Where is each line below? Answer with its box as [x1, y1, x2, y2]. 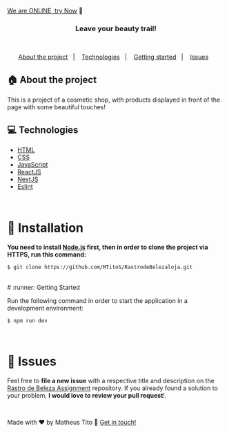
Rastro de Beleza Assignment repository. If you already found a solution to [7, 384, 219, 392]
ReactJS [17, 167, 41, 176]
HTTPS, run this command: [7, 250, 86, 259]
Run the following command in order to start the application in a [7, 296, 188, 304]
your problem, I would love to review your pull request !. [7, 391, 167, 399]
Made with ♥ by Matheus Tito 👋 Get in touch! [7, 418, 137, 426]
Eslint [17, 182, 33, 190]
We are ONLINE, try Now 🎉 [7, 7, 83, 15]
